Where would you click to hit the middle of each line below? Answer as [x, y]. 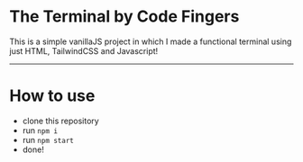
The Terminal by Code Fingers [124, 17]
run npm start [48, 139]
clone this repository [60, 121]
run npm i [40, 130]
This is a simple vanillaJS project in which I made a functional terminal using [151, 41]
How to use [52, 96]
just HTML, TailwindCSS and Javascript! [84, 50]
